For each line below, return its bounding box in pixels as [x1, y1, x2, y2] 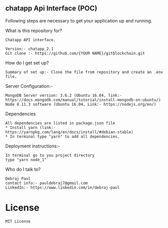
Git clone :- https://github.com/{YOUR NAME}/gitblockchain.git [5, 50, 145, 56]
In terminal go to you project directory [5, 153, 95, 158]
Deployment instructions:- [5, 143, 60, 149]
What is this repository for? [5, 28, 62, 34]
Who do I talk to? [5, 166, 41, 172]
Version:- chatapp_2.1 [5, 46, 54, 52]
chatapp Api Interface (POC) [5, 4, 98, 13]
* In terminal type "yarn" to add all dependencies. [5, 134, 120, 139]
